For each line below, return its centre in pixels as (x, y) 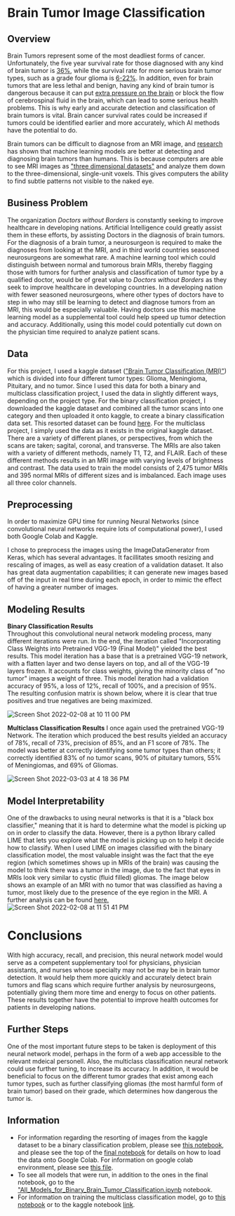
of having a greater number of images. (63, 587)
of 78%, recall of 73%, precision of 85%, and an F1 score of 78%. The (108, 743)
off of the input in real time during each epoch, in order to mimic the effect (115, 580)
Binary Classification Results (50, 627)
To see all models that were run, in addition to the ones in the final (113, 1175)
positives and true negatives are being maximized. (80, 701)
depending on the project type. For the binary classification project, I (106, 401)
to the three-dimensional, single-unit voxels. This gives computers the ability (118, 174)
